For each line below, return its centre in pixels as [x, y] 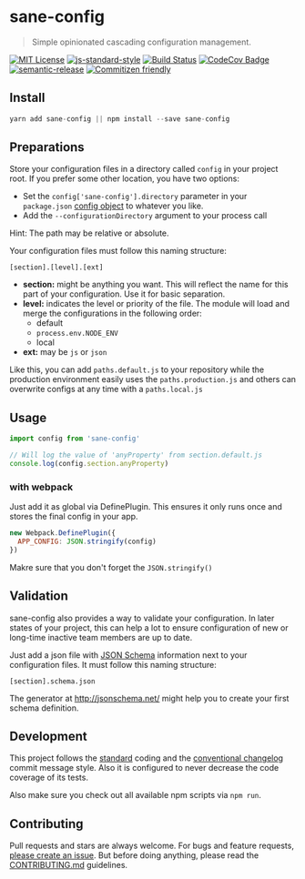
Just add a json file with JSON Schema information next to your [128, 655]
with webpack [41, 487]
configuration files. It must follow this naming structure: [113, 664]
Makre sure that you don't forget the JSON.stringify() [111, 567]
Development [49, 736]
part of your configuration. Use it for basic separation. [124, 294]
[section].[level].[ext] [56, 268]
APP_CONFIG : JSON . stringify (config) [87, 542]
